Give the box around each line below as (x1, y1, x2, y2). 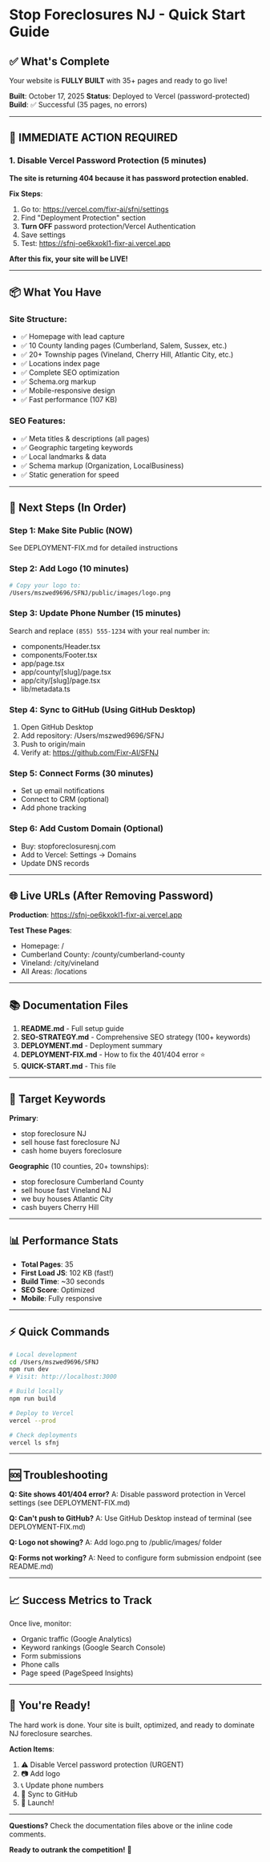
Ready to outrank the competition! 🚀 (9, 1844, 132, 1854)
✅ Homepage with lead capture (20, 332, 125, 341)
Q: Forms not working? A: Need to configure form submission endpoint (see (9, 1553, 262, 1563)
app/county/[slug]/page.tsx (20, 667, 111, 676)
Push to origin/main (20, 740, 86, 748)
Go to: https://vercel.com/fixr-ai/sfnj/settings (20, 204, 169, 214)
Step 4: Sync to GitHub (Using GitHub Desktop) (9, 703, 196, 715)
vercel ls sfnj (9, 1438, 60, 1447)
